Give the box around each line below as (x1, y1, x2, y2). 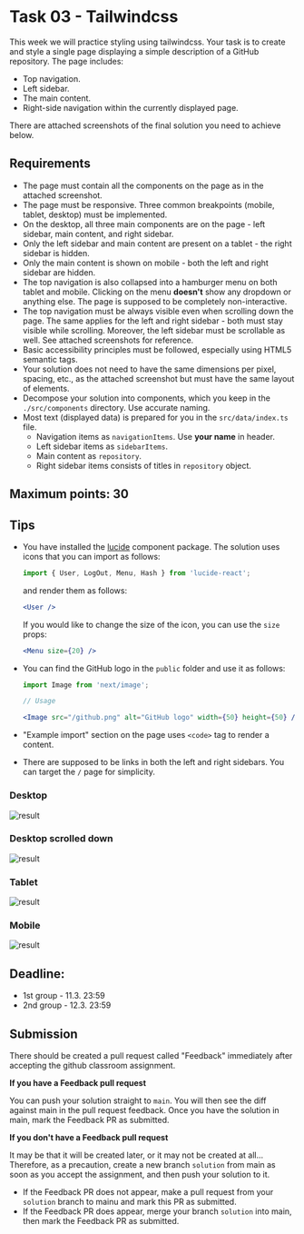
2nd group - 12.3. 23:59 (22, 1000, 112, 1010)
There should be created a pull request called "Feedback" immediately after (9, 1050, 293, 1061)
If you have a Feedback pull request (9, 1078, 147, 1089)
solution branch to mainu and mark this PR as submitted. (22, 1197, 238, 1208)
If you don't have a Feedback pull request (9, 1132, 169, 1143)
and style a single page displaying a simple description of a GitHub (9, 45, 260, 56)
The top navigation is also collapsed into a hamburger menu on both (22, 276, 278, 287)
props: (22, 629, 47, 640)
